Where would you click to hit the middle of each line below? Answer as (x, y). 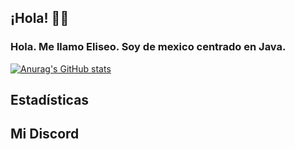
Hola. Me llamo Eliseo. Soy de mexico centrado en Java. (148, 47)
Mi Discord (45, 134)
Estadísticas (50, 100)
